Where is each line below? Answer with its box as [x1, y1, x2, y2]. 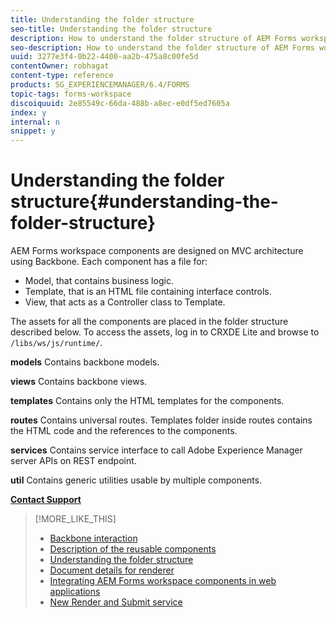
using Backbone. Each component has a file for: [10, 256, 208, 268]
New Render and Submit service [49, 596, 183, 608]
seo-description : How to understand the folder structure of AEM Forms [10, 42, 315, 53]
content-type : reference [10, 71, 114, 81]
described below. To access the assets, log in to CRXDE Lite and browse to [10, 326, 320, 338]
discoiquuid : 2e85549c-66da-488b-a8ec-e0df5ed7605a [10, 98, 230, 108]
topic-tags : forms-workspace [10, 89, 132, 99]
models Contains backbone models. [10, 356, 160, 368]
